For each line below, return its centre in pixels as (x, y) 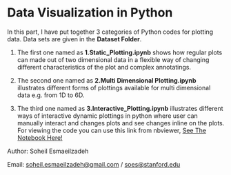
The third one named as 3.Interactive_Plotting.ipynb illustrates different (120, 108)
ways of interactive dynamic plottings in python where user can (107, 116)
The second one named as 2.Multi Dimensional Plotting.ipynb (107, 80)
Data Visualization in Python (90, 13)
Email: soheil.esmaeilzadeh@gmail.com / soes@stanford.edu (94, 164)
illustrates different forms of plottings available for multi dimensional (114, 87)
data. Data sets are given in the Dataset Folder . (74, 39)
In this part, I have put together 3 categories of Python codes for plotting (110, 32)
